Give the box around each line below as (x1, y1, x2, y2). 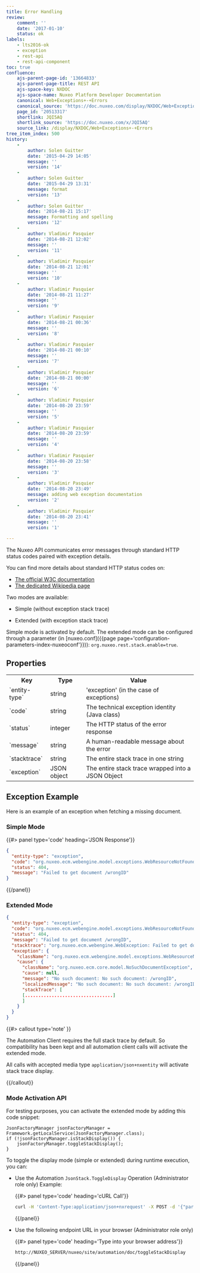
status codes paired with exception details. (6, 553, 111, 560)
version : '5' (27, 414, 60, 420)
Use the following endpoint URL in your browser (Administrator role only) (14, 1226, 193, 1234)
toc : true (6, 64, 31, 70)
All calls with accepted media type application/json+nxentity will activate (6, 1061, 189, 1068)
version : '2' (27, 497, 60, 503)
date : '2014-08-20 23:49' (27, 486, 92, 492)
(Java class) (86, 710, 121, 719)
